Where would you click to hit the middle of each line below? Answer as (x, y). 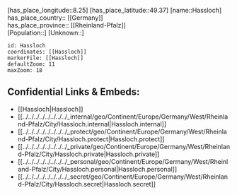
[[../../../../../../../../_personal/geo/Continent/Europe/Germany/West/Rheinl (123, 161)
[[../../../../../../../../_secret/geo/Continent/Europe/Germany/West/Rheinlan (123, 177)
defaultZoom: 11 (31, 64)
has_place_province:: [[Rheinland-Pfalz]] (67, 25)
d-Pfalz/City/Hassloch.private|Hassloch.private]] (88, 154)
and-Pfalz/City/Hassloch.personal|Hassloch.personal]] (97, 169)
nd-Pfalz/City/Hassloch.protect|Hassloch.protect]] (91, 139)
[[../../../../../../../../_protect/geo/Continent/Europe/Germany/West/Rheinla (122, 131)
